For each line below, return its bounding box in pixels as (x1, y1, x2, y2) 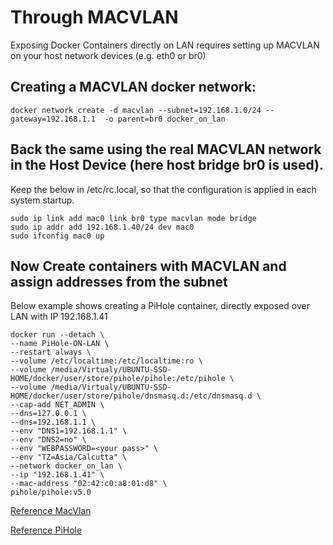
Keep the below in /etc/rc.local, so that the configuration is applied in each (10, 183, 317, 195)
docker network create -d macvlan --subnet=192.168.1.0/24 (10, 105, 262, 115)
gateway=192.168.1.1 (10, 114, 97, 124)
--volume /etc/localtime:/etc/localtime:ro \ (10, 356, 203, 366)
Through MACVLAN (10, 6, 179, 29)
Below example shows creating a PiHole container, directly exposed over (10, 300, 310, 312)
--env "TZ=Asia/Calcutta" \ (10, 452, 128, 463)
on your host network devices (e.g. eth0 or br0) (10, 49, 207, 61)
